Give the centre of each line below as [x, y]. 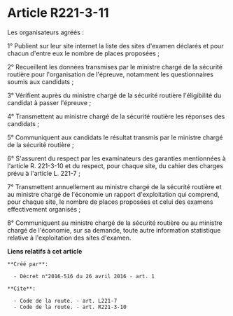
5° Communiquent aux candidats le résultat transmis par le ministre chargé [115, 137]
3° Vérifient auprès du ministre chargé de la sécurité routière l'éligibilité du [114, 95]
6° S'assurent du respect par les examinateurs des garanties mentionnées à [116, 158]
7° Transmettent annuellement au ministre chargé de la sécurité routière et [114, 186]
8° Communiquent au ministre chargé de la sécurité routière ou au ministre [115, 223]
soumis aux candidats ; [41, 81]
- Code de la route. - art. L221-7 [65, 301]
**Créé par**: [28, 264]
